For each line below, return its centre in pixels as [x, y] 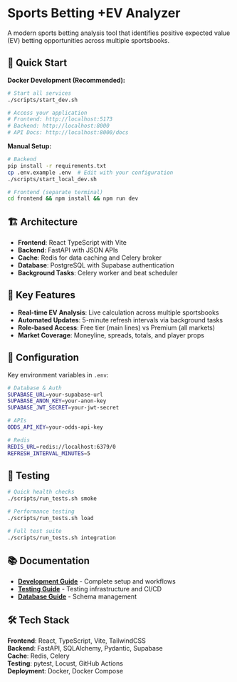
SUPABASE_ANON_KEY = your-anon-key [57, 401]
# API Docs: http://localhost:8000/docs [68, 133]
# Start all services [39, 93]
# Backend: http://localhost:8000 [59, 126]
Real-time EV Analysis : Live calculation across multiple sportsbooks [118, 312]
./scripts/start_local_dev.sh [52, 179]
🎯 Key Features [42, 295]
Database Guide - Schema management [77, 596]
